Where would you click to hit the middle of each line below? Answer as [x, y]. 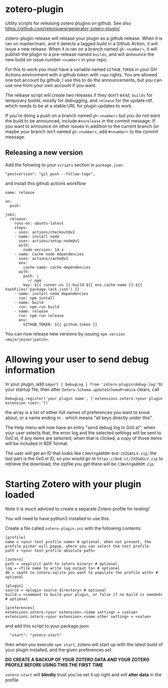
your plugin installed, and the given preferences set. [59, 650]
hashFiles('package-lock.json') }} [42, 289]
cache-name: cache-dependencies [57, 267]
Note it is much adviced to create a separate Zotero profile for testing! [77, 509]
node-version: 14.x [44, 250]
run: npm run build [39, 307]
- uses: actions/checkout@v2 [45, 232]
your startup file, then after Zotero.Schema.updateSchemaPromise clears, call [82, 389]
